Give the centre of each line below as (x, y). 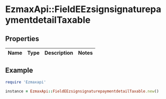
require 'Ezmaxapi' (26, 82)
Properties (22, 39)
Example (19, 70)
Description (59, 53)
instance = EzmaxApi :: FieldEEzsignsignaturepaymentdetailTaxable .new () (82, 91)
